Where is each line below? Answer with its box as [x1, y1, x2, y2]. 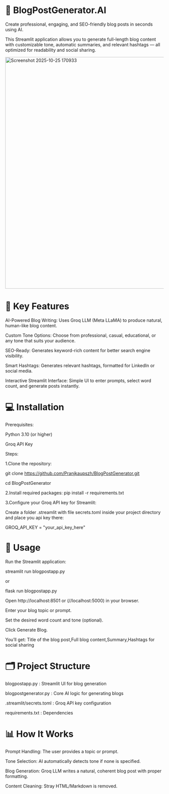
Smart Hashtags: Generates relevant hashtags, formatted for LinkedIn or [5, 362, 155, 369]
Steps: [5, 451, 19, 457]
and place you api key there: [5, 514, 64, 520]
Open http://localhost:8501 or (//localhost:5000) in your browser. [5, 597, 139, 603]
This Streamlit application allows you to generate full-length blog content [5, 36, 156, 42]
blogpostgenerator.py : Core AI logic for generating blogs [5, 690, 124, 696]
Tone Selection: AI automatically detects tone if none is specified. [5, 758, 141, 764]
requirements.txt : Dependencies [5, 710, 73, 716]
